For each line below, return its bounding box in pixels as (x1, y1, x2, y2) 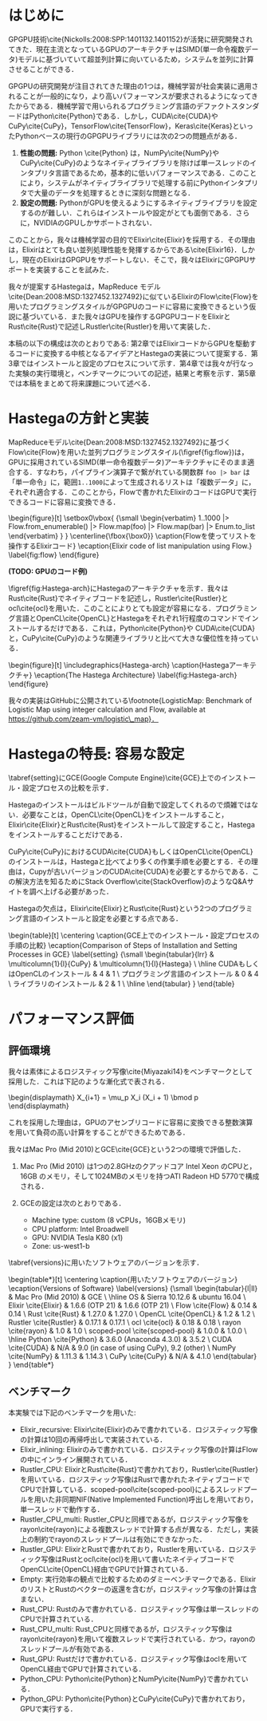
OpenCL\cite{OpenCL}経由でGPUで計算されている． (19, 1564, 193, 1573)
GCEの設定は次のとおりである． (19, 1198, 126, 1208)
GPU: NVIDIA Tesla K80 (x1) (31, 1233, 124, 1242)
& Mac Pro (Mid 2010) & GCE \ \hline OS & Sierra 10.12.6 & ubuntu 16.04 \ (8, 1292, 246, 1301)
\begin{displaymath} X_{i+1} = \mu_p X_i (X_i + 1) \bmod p (8, 1092, 199, 1102)
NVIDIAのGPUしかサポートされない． (33, 218, 157, 227)
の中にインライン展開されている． (19, 1455, 132, 1464)
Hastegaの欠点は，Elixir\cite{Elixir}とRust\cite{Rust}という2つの (8, 903, 218, 913)
